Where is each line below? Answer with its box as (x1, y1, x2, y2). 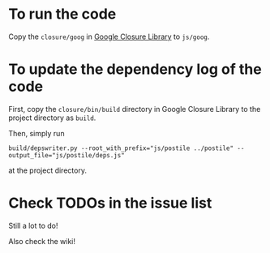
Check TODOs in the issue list (8, 194, 212, 212)
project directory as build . (8, 113, 96, 122)
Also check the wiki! (8, 236, 75, 246)
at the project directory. (8, 165, 88, 175)
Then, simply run (8, 128, 65, 138)
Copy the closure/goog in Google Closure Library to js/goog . (8, 32, 210, 41)
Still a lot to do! (8, 221, 58, 230)
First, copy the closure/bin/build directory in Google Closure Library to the (8, 104, 261, 114)
